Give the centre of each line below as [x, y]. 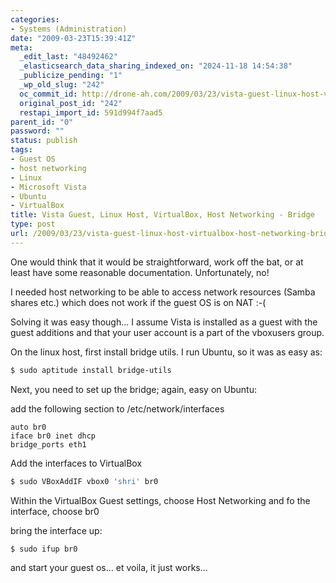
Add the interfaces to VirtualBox [76, 463]
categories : [35, 19]
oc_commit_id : [48, 94]
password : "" [37, 131]
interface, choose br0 [55, 511]
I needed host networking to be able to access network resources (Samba [163, 292]
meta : [21, 47]
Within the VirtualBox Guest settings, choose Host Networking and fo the [160, 500]
